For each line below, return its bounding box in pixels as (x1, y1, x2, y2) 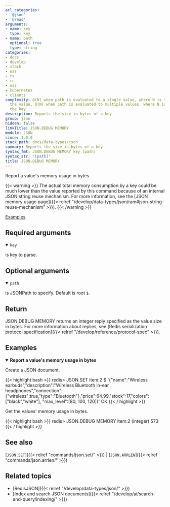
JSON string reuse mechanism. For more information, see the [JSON (5, 193, 148, 199)
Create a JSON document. (5, 367, 60, 373)
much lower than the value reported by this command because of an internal (5, 187, 165, 194)
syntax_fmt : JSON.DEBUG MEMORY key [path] (5, 149, 96, 154)
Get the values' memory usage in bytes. (5, 408, 89, 414)
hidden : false (5, 120, 35, 126)
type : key (10, 31, 30, 36)
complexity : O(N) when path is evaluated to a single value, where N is (5, 97, 162, 102)
